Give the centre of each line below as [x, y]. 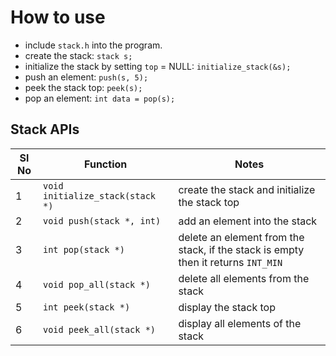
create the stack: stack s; [78, 55]
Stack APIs [45, 129]
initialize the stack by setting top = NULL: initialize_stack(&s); [158, 66]
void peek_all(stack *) [99, 329]
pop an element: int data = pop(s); [100, 98]
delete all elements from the [244, 278]
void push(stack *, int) [102, 220]
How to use [58, 17]
